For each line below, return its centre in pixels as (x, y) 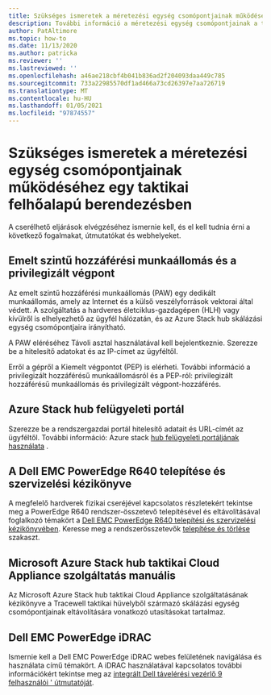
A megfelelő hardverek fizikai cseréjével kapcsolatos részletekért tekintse (131, 503)
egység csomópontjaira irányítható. (67, 327)
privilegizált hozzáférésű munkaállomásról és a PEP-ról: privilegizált (121, 375)
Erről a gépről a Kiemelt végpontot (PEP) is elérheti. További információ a (129, 367)
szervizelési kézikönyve (70, 483)
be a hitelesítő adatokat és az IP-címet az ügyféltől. (94, 351)
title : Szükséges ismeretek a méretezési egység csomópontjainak (120, 16)
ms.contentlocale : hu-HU (50, 98)
